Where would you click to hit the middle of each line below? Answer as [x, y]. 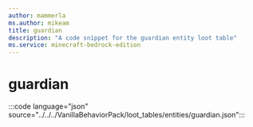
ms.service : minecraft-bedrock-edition [75, 45]
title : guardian [35, 30]
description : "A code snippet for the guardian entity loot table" [123, 38]
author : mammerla [37, 15]
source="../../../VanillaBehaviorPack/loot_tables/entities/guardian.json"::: [127, 115]
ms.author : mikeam [39, 23]
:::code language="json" [48, 106]
